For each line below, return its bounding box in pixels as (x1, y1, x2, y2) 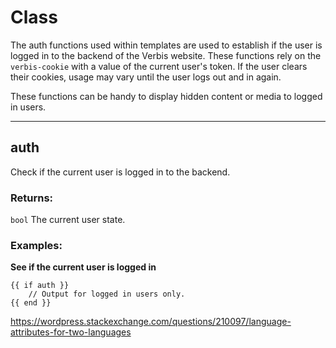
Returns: (10, 191, 54, 205)
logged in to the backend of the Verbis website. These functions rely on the (10, 49, 322, 61)
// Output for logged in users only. (28, 289, 186, 300)
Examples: (10, 238, 63, 252)
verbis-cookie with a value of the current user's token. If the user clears (10, 60, 308, 72)
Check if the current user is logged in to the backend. (10, 166, 231, 178)
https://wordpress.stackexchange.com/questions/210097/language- (10, 316, 292, 328)
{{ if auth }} (10, 281, 70, 291)
